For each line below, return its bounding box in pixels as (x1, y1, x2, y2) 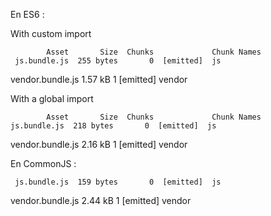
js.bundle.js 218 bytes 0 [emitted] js (10, 121, 217, 131)
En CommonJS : (10, 158, 77, 169)
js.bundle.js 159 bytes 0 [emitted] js (14, 177, 222, 187)
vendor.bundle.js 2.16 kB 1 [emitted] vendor (10, 139, 188, 150)
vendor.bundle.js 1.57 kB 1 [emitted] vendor (10, 74, 188, 85)
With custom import (10, 28, 92, 39)
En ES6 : (10, 9, 45, 20)
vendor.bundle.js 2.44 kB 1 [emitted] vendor (10, 195, 192, 206)
